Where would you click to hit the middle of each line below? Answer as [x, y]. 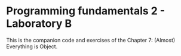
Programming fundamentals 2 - [86, 11]
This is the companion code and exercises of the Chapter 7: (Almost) [91, 40]
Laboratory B [39, 24]
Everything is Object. [32, 46]
